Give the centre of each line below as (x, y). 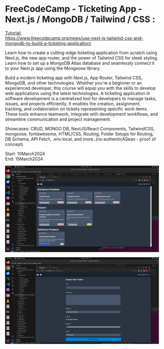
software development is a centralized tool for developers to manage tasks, (81, 98)
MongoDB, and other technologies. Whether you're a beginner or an (73, 83)
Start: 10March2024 (25, 154)
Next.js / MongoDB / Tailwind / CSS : (80, 19)
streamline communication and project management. (58, 119)
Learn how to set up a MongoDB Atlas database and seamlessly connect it (80, 63)
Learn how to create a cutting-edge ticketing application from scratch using (81, 53)
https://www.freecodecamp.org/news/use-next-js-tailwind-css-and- (74, 38)
